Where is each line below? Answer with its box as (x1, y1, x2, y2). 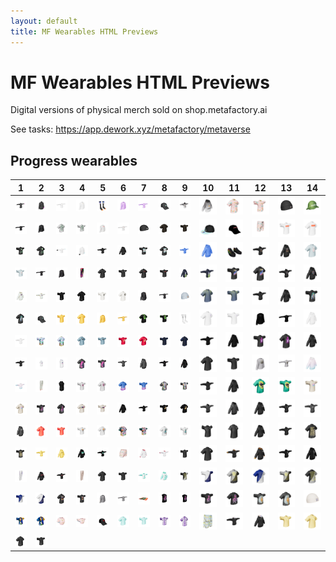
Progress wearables (10, 152, 138, 169)
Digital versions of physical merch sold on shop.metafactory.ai (10, 104, 268, 116)
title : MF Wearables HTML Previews (10, 26, 159, 37)
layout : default (10, 16, 78, 26)
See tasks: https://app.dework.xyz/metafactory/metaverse (10, 123, 251, 135)
